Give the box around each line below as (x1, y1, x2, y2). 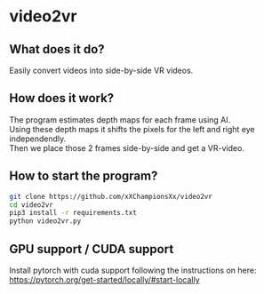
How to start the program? (9, 169, 158, 184)
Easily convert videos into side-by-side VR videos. (9, 65, 194, 75)
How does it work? (9, 91, 115, 106)
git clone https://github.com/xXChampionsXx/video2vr (9, 192, 213, 201)
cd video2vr (9, 200, 53, 210)
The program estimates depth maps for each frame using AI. (9, 114, 231, 125)
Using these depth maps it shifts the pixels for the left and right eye (9, 123, 255, 134)
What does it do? (9, 42, 105, 57)
